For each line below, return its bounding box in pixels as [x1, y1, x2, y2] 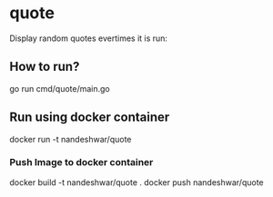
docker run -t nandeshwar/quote [9, 133, 132, 144]
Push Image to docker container [9, 156, 154, 169]
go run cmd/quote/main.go [9, 83, 111, 94]
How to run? [9, 59, 80, 74]
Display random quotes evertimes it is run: [9, 33, 168, 44]
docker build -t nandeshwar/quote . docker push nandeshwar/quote [9, 176, 264, 188]
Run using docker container [9, 110, 170, 125]
